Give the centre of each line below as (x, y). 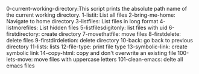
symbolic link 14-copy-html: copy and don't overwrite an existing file (91, 53)
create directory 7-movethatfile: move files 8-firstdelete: (111, 34)
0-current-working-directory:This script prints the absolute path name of (97, 9)
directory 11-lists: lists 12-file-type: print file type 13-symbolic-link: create (97, 47)
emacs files (21, 66)
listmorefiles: (22, 27)
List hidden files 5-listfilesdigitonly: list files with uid (103, 27)
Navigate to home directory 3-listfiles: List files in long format (82, 21)
